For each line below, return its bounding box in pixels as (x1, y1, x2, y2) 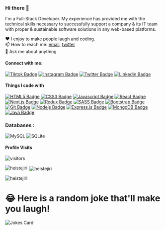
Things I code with (5, 82, 44, 88)
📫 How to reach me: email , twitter (5, 42, 76, 48)
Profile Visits (5, 144, 32, 151)
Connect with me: (5, 60, 43, 66)
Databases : (5, 122, 35, 129)
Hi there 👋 (5, 4, 30, 11)
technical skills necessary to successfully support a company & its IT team (5, 21, 158, 27)
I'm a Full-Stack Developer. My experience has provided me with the (5, 16, 145, 22)
